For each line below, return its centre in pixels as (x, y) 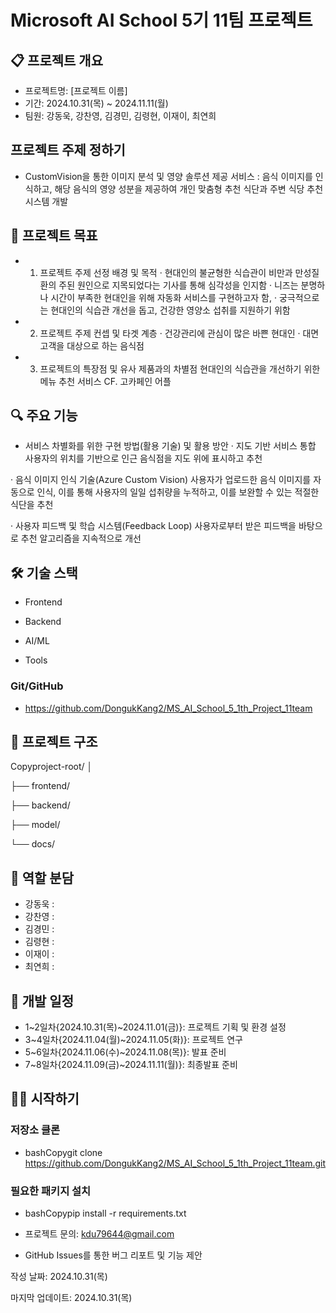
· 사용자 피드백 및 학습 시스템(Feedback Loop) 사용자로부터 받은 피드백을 (153, 526)
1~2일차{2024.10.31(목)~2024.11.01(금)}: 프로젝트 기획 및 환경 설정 (155, 1027)
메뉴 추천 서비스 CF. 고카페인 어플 (105, 381)
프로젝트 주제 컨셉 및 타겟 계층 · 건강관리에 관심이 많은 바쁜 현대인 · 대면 (179, 333)
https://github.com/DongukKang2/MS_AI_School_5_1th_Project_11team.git (175, 1163)
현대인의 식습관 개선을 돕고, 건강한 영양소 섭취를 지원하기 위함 (170, 310)
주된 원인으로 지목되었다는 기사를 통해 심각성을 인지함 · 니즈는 (178, 285)
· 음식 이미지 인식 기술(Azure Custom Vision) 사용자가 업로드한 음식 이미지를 (161, 480)
